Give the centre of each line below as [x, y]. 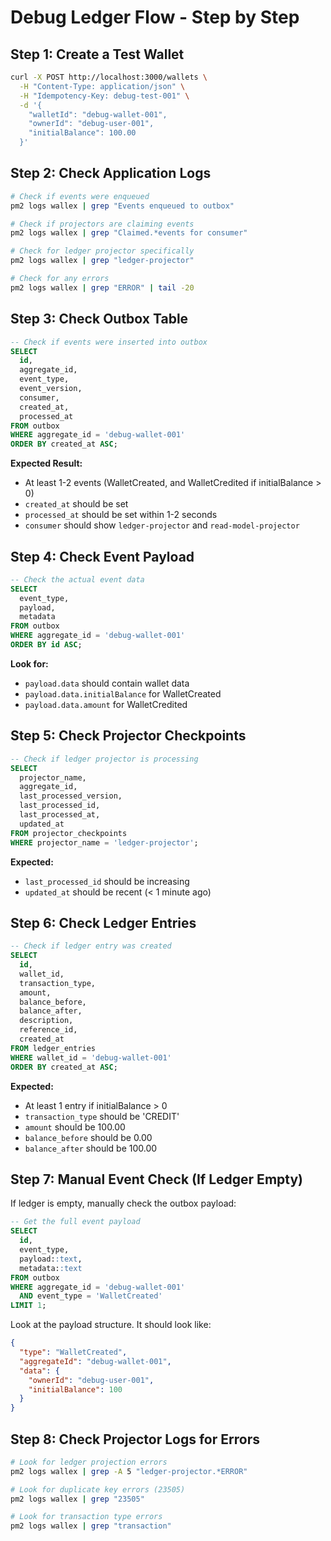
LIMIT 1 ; [28, 1306]
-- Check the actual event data [77, 579]
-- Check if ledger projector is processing [104, 759]
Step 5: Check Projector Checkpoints [128, 736]
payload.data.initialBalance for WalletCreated [123, 693]
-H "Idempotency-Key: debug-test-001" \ [104, 96]
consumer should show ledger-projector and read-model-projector [162, 525]
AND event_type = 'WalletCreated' [91, 1296]
